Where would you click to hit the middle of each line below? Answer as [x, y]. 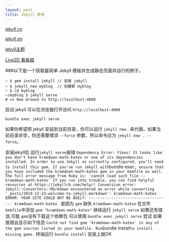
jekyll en [14, 39]
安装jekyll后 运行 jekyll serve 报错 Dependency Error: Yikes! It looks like [84, 152]
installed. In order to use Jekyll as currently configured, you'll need [84, 162]
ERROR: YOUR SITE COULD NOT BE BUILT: [46, 198]
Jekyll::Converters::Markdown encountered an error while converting [80, 189]
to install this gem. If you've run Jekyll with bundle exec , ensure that [84, 167]
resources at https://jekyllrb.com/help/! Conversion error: [71, 185]
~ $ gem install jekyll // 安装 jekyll [46, 81]
